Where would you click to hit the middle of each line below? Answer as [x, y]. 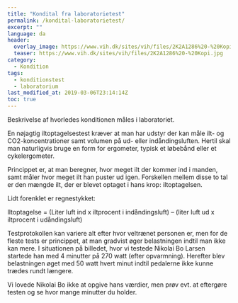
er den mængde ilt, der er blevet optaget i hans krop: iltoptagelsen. [105, 184]
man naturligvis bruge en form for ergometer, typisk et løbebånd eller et [112, 148]
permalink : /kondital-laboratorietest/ [66, 21]
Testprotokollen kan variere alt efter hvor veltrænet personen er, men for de [118, 233]
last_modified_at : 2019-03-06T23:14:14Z [68, 93]
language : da [27, 34]
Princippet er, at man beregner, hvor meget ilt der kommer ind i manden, [113, 170]
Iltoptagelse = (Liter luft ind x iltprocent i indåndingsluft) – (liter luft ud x [111, 212]
